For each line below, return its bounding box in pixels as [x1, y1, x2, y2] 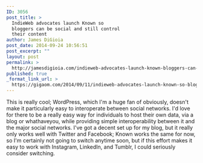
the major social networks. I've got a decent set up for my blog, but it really [6, 124, 193, 131]
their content [11, 31, 47, 37]
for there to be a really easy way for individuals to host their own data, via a [6, 111, 194, 118]
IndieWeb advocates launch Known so [11, 20, 104, 26]
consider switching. [6, 150, 56, 157]
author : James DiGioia [6, 37, 63, 43]
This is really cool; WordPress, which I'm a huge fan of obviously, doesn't [6, 98, 189, 106]
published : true [6, 71, 47, 77]
